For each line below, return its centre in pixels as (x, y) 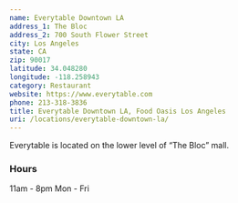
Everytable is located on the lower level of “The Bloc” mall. (119, 146)
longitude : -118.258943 (55, 77)
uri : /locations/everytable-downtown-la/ (89, 119)
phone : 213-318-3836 (49, 102)
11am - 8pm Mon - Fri (49, 188)
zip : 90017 (30, 60)
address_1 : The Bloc (49, 26)
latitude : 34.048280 (49, 69)
